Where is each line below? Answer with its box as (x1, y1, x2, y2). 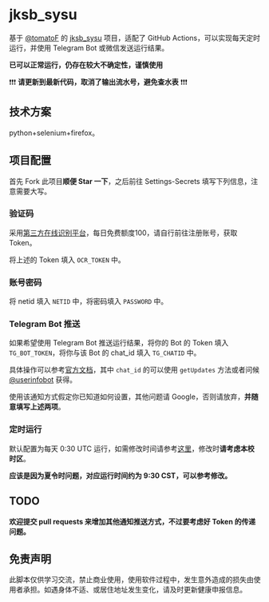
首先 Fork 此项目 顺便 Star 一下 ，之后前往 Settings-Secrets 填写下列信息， (9, 176, 251, 185)
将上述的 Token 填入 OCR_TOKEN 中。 (9, 254, 126, 265)
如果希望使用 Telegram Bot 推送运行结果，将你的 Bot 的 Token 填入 (9, 338, 229, 348)
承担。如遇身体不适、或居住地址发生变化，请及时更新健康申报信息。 (22, 585, 247, 595)
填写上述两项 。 (15, 402, 65, 412)
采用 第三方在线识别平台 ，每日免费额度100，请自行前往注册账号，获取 (9, 228, 238, 237)
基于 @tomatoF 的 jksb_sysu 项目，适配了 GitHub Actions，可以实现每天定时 (9, 33, 260, 42)
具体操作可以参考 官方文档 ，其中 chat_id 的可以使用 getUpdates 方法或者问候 (9, 365, 260, 375)
